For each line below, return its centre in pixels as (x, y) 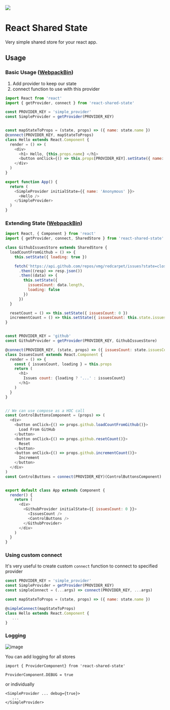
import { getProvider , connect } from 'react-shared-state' (70, 103)
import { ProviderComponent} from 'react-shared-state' (65, 666)
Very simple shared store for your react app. (51, 42)
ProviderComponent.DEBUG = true (39, 674)
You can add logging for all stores (40, 656)
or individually (20, 684)
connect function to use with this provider (56, 89)
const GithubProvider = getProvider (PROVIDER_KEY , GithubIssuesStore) (81, 341)
